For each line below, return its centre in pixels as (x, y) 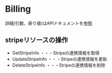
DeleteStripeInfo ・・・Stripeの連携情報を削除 (59, 65)
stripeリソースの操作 (37, 40)
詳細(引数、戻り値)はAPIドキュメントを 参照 (49, 23)
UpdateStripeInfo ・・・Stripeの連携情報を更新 (60, 59)
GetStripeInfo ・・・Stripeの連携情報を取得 (56, 53)
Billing (18, 9)
